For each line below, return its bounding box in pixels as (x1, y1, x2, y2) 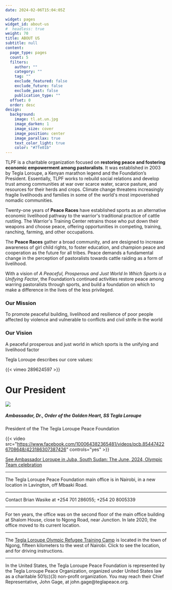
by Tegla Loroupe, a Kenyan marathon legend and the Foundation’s (5, 170, 147, 177)
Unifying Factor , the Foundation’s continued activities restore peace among (5, 276, 164, 282)
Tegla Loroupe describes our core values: (5, 356, 93, 362)
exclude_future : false (14, 83, 63, 89)
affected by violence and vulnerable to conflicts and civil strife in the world (5, 317, 163, 323)
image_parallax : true (14, 136, 60, 141)
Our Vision (5, 330, 32, 337)
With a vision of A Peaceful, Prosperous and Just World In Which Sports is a (5, 271, 166, 277)
